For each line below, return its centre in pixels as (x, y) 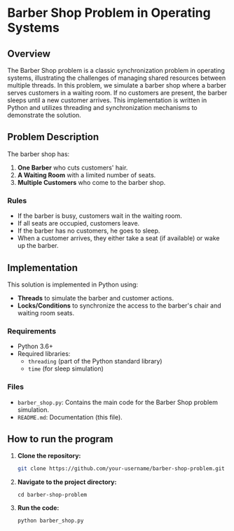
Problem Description (53, 137)
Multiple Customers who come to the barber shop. (91, 182)
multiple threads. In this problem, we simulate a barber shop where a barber (117, 85)
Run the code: (38, 508)
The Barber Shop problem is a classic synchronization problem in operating (116, 70)
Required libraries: (44, 354)
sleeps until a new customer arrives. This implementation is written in (107, 100)
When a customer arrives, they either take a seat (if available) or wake (118, 238)
